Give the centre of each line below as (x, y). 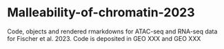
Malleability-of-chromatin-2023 (101, 13)
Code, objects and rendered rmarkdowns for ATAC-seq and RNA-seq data (112, 31)
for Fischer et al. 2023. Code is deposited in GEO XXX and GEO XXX (104, 38)
